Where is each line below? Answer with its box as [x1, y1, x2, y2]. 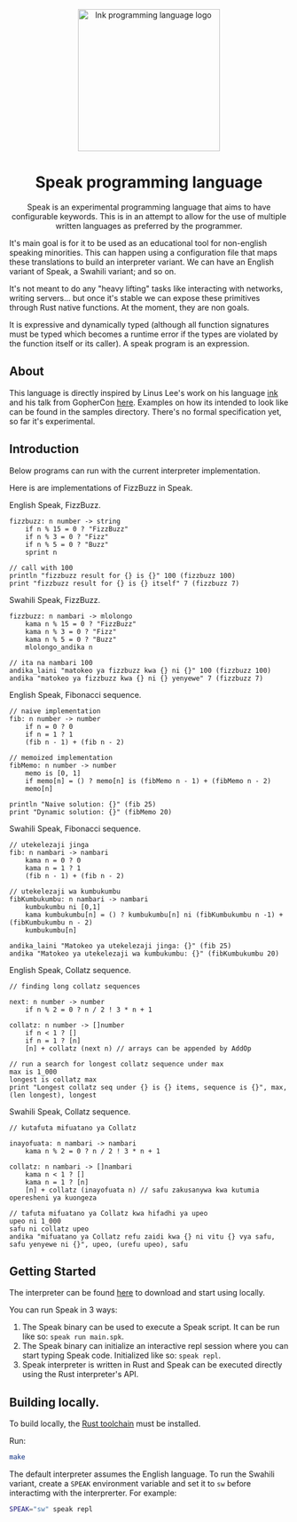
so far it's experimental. [9, 416, 96, 426]
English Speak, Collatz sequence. [9, 964, 131, 975]
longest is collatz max [9, 1074, 98, 1084]
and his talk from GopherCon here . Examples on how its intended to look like [9, 397, 289, 408]
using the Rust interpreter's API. [21, 1369, 139, 1380]
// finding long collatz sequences [9, 981, 141, 991]
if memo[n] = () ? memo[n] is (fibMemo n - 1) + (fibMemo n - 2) [25, 776, 272, 785]
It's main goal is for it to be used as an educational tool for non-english [9, 237, 268, 248]
